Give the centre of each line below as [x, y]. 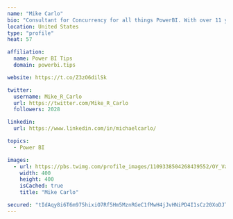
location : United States [43, 26]
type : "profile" [31, 33]
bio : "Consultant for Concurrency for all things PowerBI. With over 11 [114, 20]
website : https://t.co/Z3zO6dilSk [57, 77]
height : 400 [37, 179]
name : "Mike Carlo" [35, 14]
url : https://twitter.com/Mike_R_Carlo [71, 103]
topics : [18, 141]
